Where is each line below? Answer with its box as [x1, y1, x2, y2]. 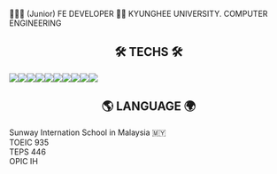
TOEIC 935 [9, 137, 50, 147]
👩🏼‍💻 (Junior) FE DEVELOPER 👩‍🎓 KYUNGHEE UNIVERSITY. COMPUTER [9, 9, 268, 19]
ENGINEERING [9, 18, 62, 28]
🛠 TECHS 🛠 [114, 44, 183, 59]
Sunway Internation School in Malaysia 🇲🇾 [9, 127, 166, 138]
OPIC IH [9, 155, 38, 166]
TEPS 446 [9, 146, 47, 157]
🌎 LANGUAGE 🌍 [101, 99, 196, 115]
